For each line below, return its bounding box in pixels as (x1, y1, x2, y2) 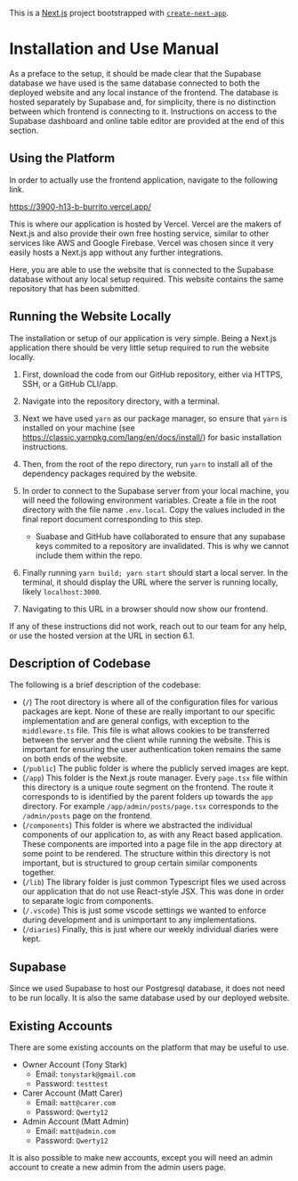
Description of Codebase (9, 655, 151, 671)
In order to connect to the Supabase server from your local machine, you (21, 485, 290, 496)
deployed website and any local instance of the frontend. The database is (9, 86, 278, 97)
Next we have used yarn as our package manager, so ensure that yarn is (21, 413, 287, 423)
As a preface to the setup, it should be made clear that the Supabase (9, 68, 262, 78)
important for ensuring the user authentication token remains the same (21, 744, 282, 755)
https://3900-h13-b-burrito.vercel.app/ (9, 201, 151, 212)
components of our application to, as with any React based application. (21, 829, 283, 841)
